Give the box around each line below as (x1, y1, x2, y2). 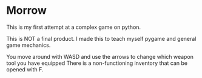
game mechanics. (6, 41, 51, 49)
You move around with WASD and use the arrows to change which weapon (6, 53, 194, 60)
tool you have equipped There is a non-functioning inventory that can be (6, 59, 188, 67)
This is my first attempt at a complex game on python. (6, 23, 141, 31)
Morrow (6, 4, 47, 17)
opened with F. (6, 65, 44, 73)
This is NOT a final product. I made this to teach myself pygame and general (6, 35, 197, 42)
